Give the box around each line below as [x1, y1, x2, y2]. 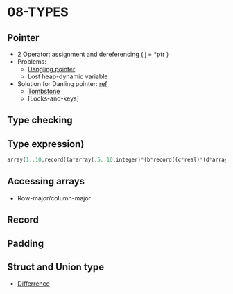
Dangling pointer [27, 65, 76, 73]
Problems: [17, 58, 46, 66]
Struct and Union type [7, 261, 105, 273]
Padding [7, 237, 44, 250]
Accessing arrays [7, 175, 85, 187]
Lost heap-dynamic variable [27, 72, 108, 80]
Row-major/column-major [17, 193, 92, 202]
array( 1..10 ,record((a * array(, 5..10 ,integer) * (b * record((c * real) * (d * [7, 157, 213, 164]
